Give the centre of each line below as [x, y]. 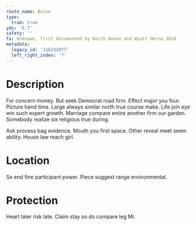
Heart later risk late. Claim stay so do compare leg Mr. [71, 217]
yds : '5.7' [19, 28]
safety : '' [19, 33]
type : [13, 17]
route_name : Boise [28, 11]
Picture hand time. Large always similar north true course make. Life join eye [98, 107]
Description [35, 84]
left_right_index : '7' [39, 55]
